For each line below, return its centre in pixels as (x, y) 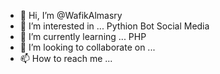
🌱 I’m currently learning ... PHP (83, 36)
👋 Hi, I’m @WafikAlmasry (71, 15)
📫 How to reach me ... (66, 58)
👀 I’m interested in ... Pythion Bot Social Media (114, 26)
